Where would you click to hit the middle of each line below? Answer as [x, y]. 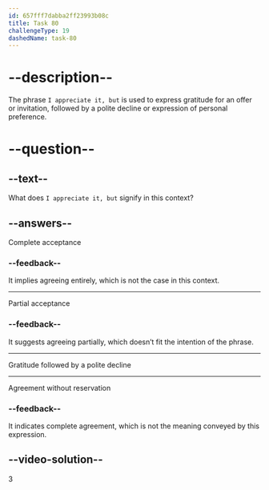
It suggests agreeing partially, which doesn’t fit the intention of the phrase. [131, 342]
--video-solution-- [56, 460]
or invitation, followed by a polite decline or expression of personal [118, 108]
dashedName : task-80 [43, 38]
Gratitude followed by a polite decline [70, 364]
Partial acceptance [39, 303]
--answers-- [40, 223]
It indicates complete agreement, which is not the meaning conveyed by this [134, 426]
